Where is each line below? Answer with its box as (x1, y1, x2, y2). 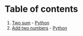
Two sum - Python (11, 20, 50, 26)
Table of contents (4, 3, 79, 15)
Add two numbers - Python (11, 25, 67, 31)
